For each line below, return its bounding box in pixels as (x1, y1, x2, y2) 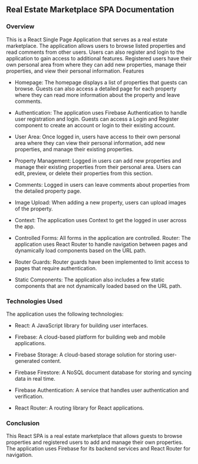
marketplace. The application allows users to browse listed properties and (6, 42, 186, 49)
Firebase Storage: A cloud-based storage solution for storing (14, 351, 163, 358)
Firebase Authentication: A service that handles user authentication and (14, 387, 189, 394)
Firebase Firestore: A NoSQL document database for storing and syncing (14, 369, 192, 376)
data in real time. (14, 375, 56, 382)
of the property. (14, 205, 53, 212)
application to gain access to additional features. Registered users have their (6, 54, 192, 61)
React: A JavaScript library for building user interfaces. (14, 322, 148, 329)
